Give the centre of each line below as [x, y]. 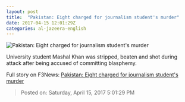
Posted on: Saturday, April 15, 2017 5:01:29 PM [78, 92]
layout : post [22, 12]
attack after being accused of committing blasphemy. [71, 63]
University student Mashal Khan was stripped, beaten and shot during [92, 57]
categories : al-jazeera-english [46, 28]
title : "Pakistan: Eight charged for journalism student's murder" [93, 17]
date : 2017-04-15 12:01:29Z [41, 23]
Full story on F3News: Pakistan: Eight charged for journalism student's [92, 75]
